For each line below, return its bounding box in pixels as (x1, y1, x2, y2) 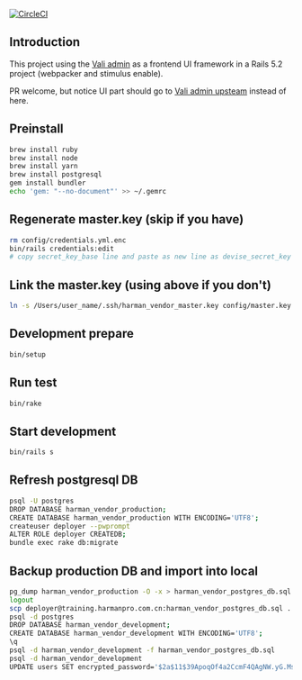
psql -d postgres (9, 612, 75, 621)
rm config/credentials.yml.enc (9, 235, 127, 245)
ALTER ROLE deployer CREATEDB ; (9, 530, 127, 539)
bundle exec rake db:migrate (9, 539, 119, 548)
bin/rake (9, 399, 42, 408)
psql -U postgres (9, 496, 75, 505)
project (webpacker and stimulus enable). (9, 68, 164, 78)
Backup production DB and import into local (9, 563, 259, 578)
